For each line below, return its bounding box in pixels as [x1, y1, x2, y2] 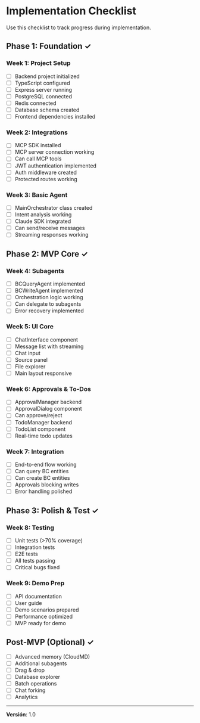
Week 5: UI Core [6, 322, 54, 331]
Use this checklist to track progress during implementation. [6, 24, 152, 31]
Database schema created [14, 106, 80, 113]
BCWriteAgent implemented [14, 287, 83, 294]
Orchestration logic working [14, 294, 83, 301]
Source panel [14, 356, 48, 363]
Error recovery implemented [14, 307, 85, 314]
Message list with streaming [14, 343, 84, 350]
